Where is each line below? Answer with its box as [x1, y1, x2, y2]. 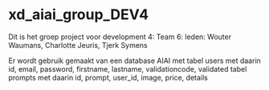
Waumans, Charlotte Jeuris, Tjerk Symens [8, 40, 148, 49]
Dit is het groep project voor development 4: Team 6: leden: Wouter [8, 32, 231, 41]
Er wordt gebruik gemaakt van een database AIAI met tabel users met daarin [8, 56, 261, 65]
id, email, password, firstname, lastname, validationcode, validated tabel [8, 64, 247, 73]
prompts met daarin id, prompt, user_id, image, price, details [8, 72, 209, 82]
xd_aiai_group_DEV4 [8, 6, 149, 24]
